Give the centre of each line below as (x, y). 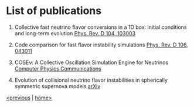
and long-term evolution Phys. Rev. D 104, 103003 (75, 33)
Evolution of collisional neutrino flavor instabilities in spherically (91, 80)
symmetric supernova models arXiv (57, 86)
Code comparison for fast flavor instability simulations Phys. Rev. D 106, (101, 45)
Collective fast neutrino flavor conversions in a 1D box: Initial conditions (101, 27)
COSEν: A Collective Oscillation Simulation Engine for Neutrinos (91, 62)
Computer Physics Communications (58, 68)
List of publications (54, 11)
